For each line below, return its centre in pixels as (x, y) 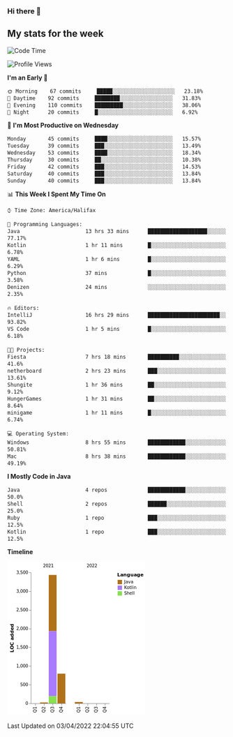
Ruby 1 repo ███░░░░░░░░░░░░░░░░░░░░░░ (117, 518)
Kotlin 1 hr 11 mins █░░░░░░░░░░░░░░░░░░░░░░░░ (117, 245)
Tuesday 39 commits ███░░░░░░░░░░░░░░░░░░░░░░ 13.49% (104, 146)
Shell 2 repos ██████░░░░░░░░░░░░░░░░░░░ (117, 504)
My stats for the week (55, 34)
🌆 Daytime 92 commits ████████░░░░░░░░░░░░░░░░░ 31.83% (104, 98)
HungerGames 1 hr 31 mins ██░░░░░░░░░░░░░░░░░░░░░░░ (117, 399)
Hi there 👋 (24, 11)
